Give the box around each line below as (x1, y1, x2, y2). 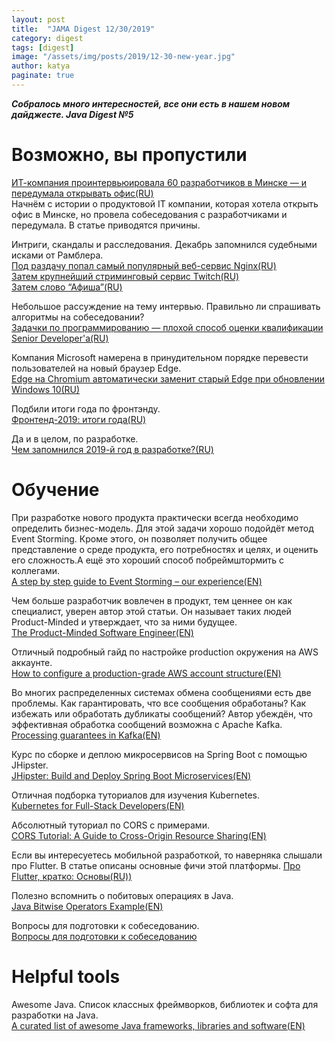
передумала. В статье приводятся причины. (11, 219, 201, 231)
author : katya (11, 61, 71, 71)
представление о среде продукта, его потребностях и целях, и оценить (11, 543, 319, 555)
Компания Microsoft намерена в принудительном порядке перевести (11, 351, 309, 363)
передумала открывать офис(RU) (11, 187, 154, 199)
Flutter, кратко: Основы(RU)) (11, 870, 133, 882)
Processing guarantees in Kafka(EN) (11, 729, 161, 741)
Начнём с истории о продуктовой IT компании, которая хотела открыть (11, 197, 319, 210)
